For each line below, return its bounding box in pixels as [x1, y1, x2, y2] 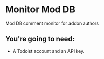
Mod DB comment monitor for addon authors [5, 20, 99, 26]
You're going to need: [5, 35, 75, 43]
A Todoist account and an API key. [12, 48, 85, 54]
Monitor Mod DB [5, 4, 75, 15]
